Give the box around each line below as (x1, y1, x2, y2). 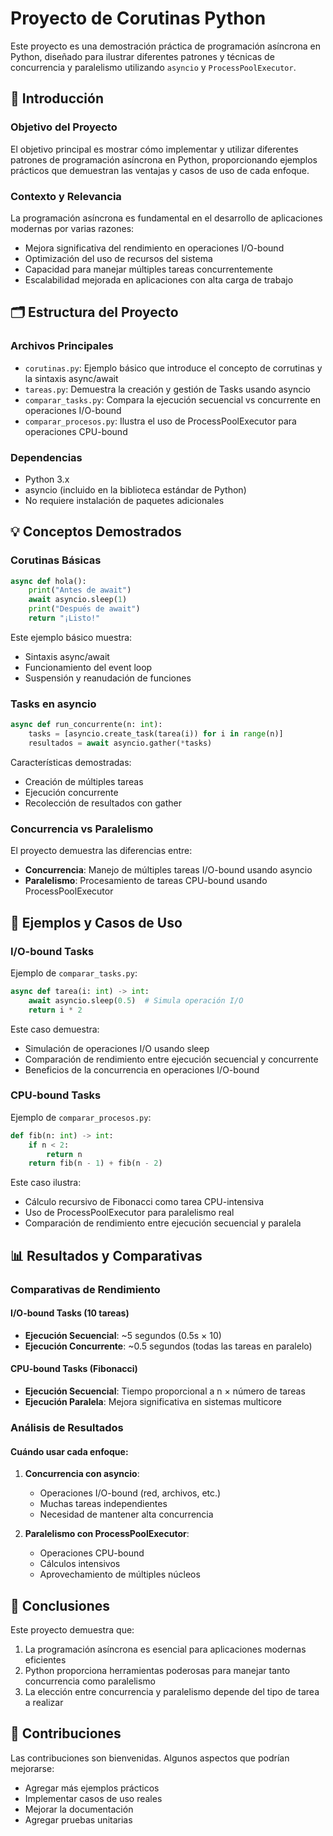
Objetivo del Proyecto (10, 120, 118, 134)
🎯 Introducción (10, 90, 104, 107)
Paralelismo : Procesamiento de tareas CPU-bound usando (24, 875, 268, 887)
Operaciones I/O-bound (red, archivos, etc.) (39, 1487, 222, 1499)
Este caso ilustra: (10, 1177, 82, 1189)
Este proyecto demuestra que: (10, 1623, 135, 1636)
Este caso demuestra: (10, 1023, 100, 1035)
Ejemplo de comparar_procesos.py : (10, 1111, 152, 1123)
